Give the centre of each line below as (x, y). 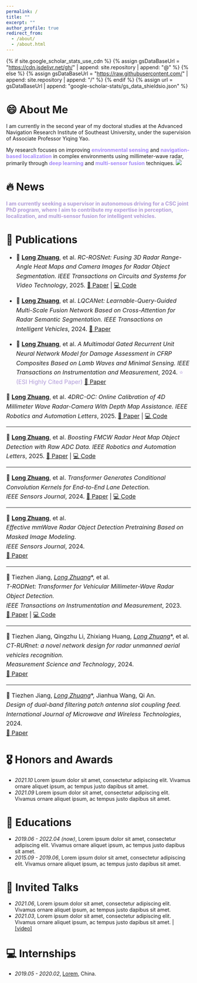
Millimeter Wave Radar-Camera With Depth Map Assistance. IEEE (97, 406)
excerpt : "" (21, 22)
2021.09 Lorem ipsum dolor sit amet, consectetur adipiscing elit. (92, 792)
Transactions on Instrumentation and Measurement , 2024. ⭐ (100, 373)
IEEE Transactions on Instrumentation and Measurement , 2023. (94, 605)
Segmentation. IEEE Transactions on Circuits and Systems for (101, 276)
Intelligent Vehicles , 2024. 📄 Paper (64, 328)
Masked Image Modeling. (41, 536)
